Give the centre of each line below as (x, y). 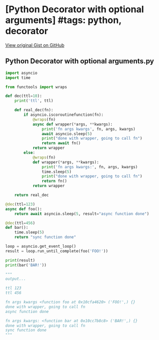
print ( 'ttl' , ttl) (34, 101)
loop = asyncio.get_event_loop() (41, 246)
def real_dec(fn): (34, 110)
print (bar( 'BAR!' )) (26, 265)
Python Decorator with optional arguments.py (80, 61)
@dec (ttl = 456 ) (20, 223)
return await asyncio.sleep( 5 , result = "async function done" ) (82, 214)
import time (18, 77)
